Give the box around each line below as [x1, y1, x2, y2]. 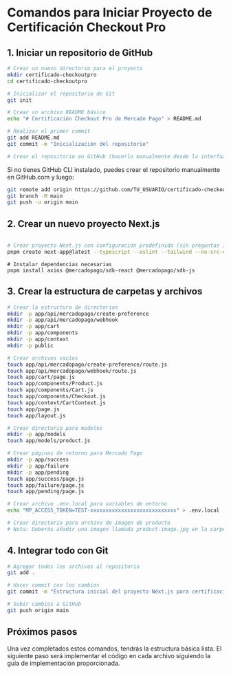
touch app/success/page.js [7, 475, 85, 482]
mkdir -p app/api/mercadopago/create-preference [7, 310, 149, 317]
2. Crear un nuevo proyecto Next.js [7, 218, 160, 230]
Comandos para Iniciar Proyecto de [7, 5, 212, 21]
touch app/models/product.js [7, 437, 91, 444]
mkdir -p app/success [7, 456, 69, 463]
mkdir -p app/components [7, 329, 78, 336]
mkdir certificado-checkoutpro [7, 71, 97, 78]
